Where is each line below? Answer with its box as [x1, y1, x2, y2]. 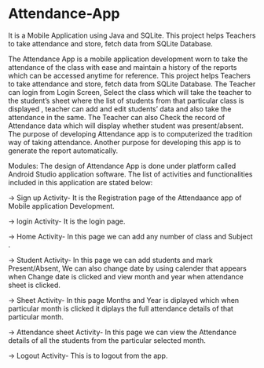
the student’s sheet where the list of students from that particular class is [8, 96, 244, 105]
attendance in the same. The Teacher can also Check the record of [8, 112, 225, 122]
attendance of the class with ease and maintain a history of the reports [8, 62, 237, 71]
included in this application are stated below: [8, 177, 153, 187]
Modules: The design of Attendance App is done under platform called [8, 161, 236, 170]
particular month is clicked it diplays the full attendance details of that [8, 304, 234, 313]
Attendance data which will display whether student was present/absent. [8, 121, 244, 130]
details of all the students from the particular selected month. [8, 335, 207, 345]
